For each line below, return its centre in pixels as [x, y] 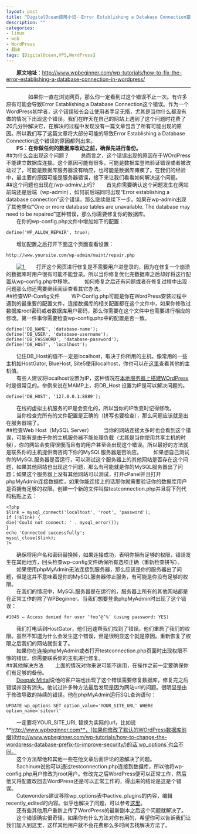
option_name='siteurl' [34, 711]
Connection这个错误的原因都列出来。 [51, 141]
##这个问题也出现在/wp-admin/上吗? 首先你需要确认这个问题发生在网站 [97, 185]
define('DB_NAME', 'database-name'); [52, 329]
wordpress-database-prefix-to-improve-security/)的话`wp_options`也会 [92, 744]
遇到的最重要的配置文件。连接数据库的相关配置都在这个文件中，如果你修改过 [98, 303]
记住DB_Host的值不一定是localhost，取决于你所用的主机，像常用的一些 [102, 356]
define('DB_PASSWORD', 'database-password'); [62, 339]
